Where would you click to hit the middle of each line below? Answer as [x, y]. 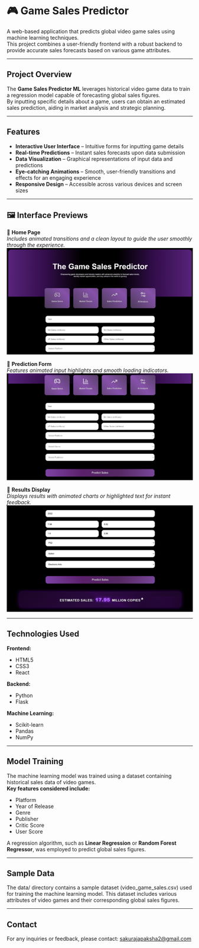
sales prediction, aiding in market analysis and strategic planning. [86, 107]
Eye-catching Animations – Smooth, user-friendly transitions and [95, 171]
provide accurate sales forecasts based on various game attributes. [89, 50]
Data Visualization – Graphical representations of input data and [94, 159]
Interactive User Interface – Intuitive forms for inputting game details [99, 146]
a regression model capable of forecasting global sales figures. [84, 95]
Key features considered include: [48, 788]
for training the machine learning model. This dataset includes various [92, 894]
